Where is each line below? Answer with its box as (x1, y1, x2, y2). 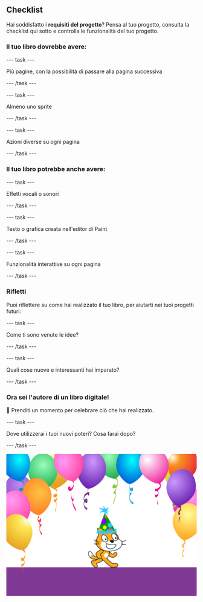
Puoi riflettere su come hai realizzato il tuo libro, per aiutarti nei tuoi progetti (6, 301, 195, 308)
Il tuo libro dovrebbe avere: (6, 42, 87, 51)
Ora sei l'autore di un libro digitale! (6, 393, 110, 401)
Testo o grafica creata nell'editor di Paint (6, 225, 108, 233)
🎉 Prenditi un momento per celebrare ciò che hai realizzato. (6, 407, 154, 413)
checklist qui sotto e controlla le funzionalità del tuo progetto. (6, 27, 159, 34)
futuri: (6, 308, 22, 315)
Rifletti (6, 287, 27, 296)
